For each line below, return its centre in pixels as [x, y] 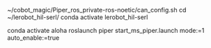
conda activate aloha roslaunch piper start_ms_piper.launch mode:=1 [106, 31]
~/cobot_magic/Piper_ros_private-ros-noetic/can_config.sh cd [97, 10]
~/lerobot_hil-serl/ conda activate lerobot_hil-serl [78, 17]
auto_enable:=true [33, 38]
